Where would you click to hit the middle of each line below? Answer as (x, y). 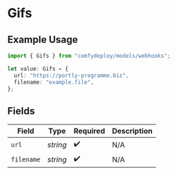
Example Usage (43, 40)
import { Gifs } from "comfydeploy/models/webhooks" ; (89, 56)
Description (132, 131)
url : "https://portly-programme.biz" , (72, 75)
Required (90, 131)
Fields (21, 111)
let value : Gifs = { (38, 69)
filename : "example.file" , (54, 82)
